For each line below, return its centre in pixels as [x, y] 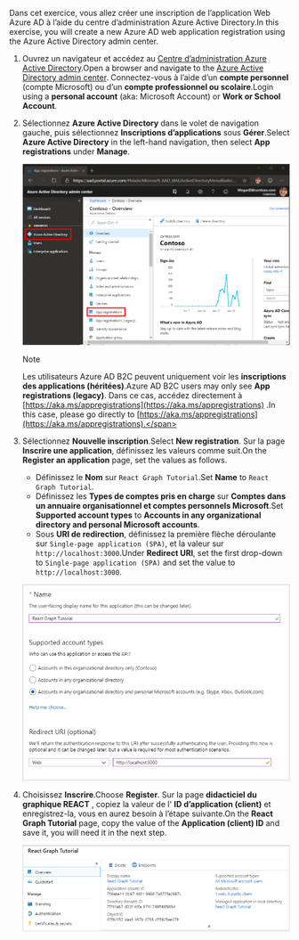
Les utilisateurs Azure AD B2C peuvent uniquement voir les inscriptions [154, 376]
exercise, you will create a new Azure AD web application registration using [147, 32]
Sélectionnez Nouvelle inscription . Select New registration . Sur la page [154, 441]
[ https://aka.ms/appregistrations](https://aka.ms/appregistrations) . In [149, 405]
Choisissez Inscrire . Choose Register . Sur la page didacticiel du [140, 795]
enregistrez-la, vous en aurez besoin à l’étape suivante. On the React [147, 813]
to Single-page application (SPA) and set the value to [135, 562]
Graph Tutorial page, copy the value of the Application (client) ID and [151, 823]
